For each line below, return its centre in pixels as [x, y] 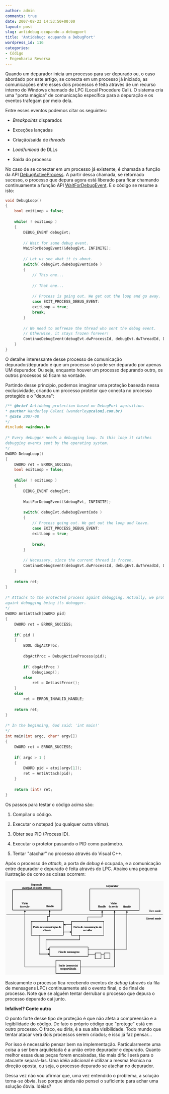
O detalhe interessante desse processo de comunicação [64, 359]
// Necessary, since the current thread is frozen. [79, 560]
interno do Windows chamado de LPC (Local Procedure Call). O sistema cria [84, 90]
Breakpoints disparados [37, 120]
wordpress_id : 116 [24, 43]
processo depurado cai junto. [36, 998]
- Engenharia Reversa [28, 59]
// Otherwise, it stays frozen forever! [66, 334]
